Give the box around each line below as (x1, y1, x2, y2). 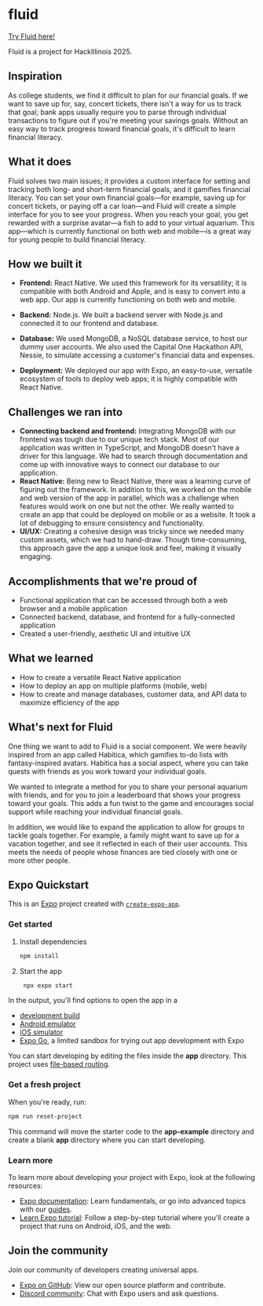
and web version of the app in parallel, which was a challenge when (19, 494, 239, 503)
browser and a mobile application (19, 604, 128, 613)
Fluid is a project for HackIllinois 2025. (8, 46, 132, 56)
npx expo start (23, 982, 73, 990)
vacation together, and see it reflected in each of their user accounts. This (8, 838, 248, 848)
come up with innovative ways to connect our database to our (19, 460, 220, 469)
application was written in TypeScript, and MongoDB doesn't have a (19, 443, 239, 453)
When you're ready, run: (8, 1097, 86, 1107)
